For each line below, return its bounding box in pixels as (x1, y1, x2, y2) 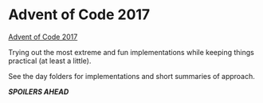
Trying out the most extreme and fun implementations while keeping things (8, 47, 255, 57)
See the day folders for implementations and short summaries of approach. (8, 71, 255, 81)
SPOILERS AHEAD (8, 86, 69, 97)
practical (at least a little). (8, 56, 92, 65)
